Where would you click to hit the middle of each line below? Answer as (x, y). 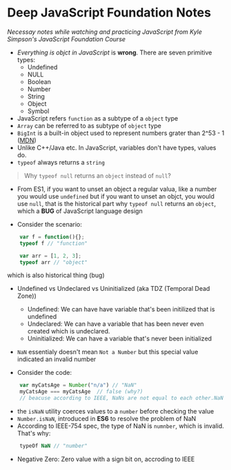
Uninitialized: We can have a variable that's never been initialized (120, 338)
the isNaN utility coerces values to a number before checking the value (115, 411)
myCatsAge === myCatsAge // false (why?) (81, 392)
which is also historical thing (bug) (56, 275)
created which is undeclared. (69, 331)
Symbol (38, 111)
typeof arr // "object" (54, 262)
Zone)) (27, 296)
